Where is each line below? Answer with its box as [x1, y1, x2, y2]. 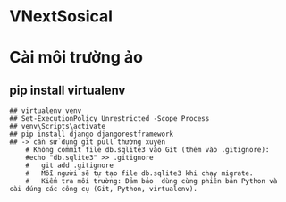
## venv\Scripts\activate [9, 122, 105, 131]
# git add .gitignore [25, 161, 114, 171]
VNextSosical [9, 6, 114, 27]
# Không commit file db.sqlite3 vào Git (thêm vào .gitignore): [25, 146, 270, 155]
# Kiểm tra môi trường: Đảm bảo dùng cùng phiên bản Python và [25, 177, 278, 186]
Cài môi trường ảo [9, 47, 144, 68]
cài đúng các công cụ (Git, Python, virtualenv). [9, 185, 198, 194]
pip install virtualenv [9, 82, 126, 97]
